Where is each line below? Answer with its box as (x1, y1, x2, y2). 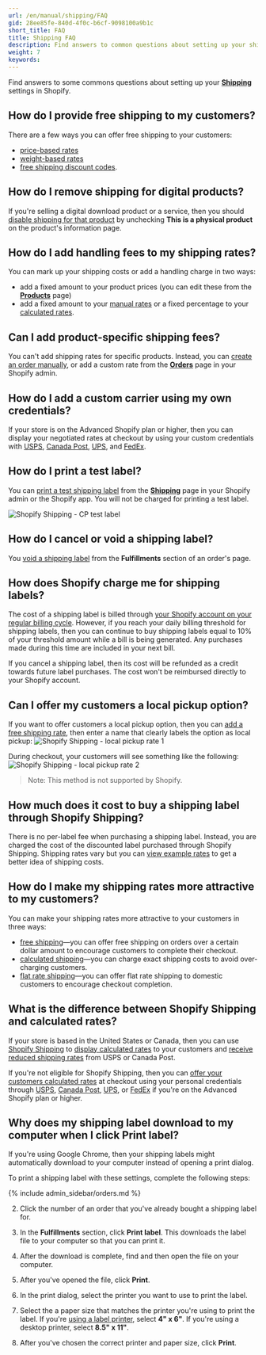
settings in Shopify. (8, 86, 71, 95)
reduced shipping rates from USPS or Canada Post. (8, 1052, 176, 1062)
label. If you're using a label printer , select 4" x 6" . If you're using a (19, 1315, 239, 1324)
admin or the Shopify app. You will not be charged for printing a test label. (8, 494, 249, 503)
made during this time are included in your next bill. (8, 643, 176, 653)
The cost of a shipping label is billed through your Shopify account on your (8, 609, 252, 619)
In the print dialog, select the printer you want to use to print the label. (19, 1291, 248, 1300)
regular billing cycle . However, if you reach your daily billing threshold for (8, 618, 247, 628)
